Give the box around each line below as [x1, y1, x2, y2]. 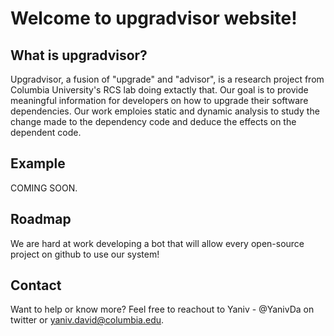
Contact [10, 277, 62, 294]
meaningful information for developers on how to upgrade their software [10, 95, 309, 106]
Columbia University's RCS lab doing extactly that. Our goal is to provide [10, 84, 309, 96]
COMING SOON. [10, 182, 78, 194]
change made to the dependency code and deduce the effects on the [10, 116, 297, 127]
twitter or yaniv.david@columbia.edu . [10, 314, 165, 326]
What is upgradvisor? [10, 47, 148, 64]
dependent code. [10, 127, 82, 138]
